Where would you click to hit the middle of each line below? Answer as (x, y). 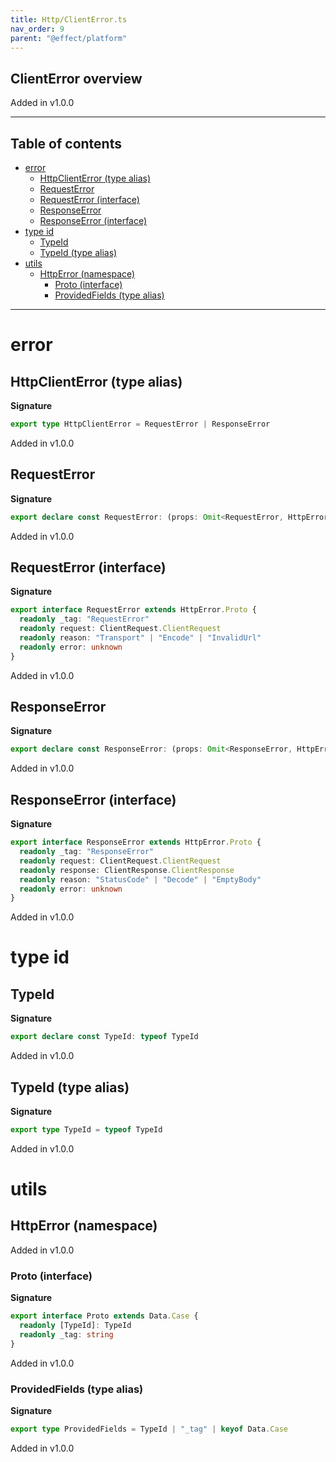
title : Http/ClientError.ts (69, 19)
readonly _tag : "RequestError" (84, 619)
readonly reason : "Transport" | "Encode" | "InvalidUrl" (140, 638)
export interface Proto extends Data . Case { (104, 1316)
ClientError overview (76, 78)
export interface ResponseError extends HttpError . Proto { (136, 842)
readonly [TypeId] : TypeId (75, 1325)
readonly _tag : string (66, 1334)
